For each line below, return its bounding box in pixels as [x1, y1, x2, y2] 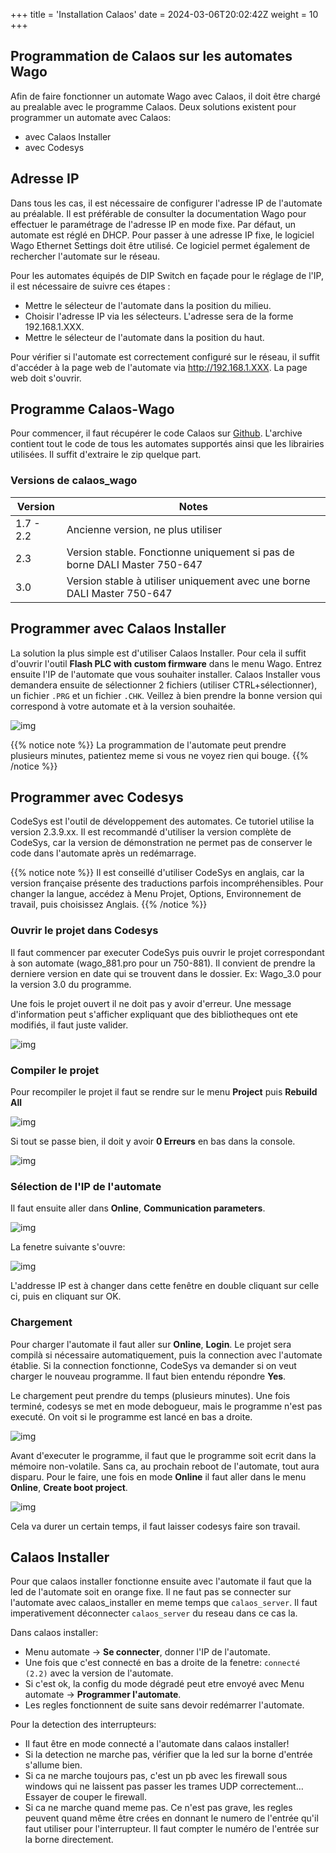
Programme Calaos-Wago [10, 401, 175, 418]
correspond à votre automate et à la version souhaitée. [10, 700, 236, 712]
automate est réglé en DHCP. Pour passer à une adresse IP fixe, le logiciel [10, 229, 315, 241]
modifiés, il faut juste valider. [10, 1019, 129, 1031]
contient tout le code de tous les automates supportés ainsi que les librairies [10, 438, 325, 450]
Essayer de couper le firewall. [24, 1791, 148, 1803]
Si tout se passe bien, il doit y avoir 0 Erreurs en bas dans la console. [10, 1135, 296, 1147]
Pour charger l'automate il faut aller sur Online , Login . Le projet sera [10, 1338, 292, 1350]
